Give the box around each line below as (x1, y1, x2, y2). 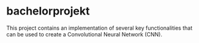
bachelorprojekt (6, 4, 90, 18)
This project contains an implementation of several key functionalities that (6, 24, 193, 31)
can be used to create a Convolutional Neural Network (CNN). (6, 30, 162, 38)
